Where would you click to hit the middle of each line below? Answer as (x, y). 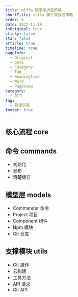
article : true (20, 44)
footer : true (19, 110)
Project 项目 (25, 215)
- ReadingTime (25, 77)
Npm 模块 (23, 227)
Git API (20, 289)
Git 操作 (21, 265)
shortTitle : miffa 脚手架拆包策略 (39, 15)
